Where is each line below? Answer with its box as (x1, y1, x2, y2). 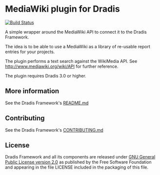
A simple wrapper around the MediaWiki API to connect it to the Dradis (5, 29, 147, 35)
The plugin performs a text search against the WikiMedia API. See (5, 58, 138, 64)
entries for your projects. (5, 49, 55, 55)
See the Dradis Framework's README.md (5, 100, 89, 106)
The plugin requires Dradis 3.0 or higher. (5, 73, 86, 78)
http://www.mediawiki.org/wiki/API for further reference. (5, 63, 119, 69)
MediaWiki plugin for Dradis (5, 3, 120, 15)
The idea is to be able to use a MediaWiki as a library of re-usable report (5, 43, 150, 49)
